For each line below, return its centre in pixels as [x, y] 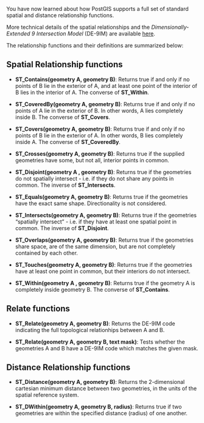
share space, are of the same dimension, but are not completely [95, 246]
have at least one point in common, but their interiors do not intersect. [103, 271]
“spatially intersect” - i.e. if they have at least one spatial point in [96, 222]
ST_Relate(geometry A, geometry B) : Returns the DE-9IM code [95, 324]
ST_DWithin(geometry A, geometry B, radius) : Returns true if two [98, 407]
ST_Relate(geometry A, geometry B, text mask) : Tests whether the [100, 342]
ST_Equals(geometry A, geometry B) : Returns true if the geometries [101, 197]
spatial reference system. [47, 395]
